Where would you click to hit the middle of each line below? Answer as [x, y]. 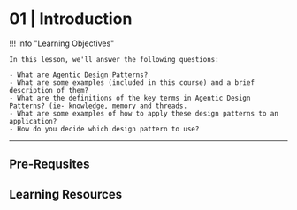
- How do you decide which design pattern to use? [104, 129]
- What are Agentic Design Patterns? [79, 75]
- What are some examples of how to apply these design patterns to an [144, 113]
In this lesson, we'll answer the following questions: [114, 59]
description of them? [49, 90]
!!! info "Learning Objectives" [62, 43]
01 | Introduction [71, 19]
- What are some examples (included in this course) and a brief [132, 82]
